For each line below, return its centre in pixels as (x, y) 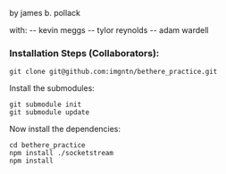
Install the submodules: (52, 88)
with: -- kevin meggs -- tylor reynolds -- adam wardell (109, 30)
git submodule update (50, 112)
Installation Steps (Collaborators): (84, 53)
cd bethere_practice (48, 145)
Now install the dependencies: (65, 129)
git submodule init (46, 105)
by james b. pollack (45, 13)
